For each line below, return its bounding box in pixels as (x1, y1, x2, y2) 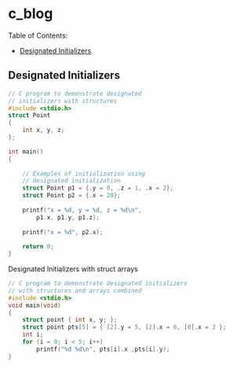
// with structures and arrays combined (8, 286, 143, 295)
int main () (8, 147, 44, 156)
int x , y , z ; (22, 127, 65, 134)
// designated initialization (22, 177, 122, 185)
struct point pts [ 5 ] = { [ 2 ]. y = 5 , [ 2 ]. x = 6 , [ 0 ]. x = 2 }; (22, 323, 227, 331)
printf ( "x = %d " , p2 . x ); (22, 228, 104, 236)
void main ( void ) (8, 301, 61, 309)
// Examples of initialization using (22, 170, 146, 178)
